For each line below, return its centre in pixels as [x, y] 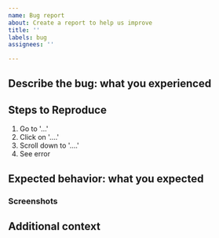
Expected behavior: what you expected [106, 179]
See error [35, 154]
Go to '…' [34, 129]
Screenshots [33, 201]
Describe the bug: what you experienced [110, 83]
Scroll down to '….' [49, 145]
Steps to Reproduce [58, 110]
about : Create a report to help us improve [80, 23]
